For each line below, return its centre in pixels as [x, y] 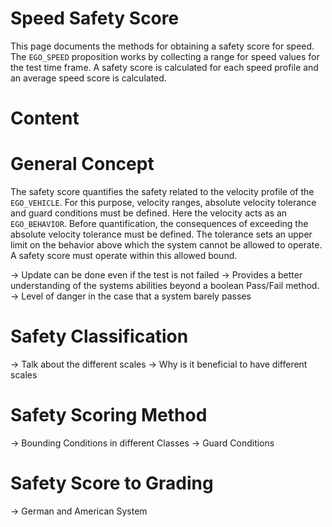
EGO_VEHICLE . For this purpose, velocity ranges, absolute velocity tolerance [163, 203]
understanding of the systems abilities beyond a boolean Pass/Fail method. [165, 286]
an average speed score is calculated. [88, 78]
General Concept [82, 164]
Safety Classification [99, 336]
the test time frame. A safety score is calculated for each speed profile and [164, 67]
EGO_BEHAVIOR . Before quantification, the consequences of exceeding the [159, 224]
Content [45, 118]
